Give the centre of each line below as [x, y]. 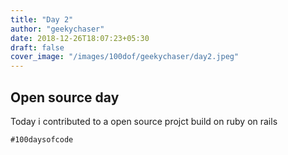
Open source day [65, 97]
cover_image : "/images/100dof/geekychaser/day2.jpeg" [125, 57]
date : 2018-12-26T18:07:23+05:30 [80, 38]
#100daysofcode [42, 139]
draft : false [37, 47]
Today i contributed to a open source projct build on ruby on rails [144, 121]
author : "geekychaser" [57, 29]
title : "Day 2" [42, 19]
